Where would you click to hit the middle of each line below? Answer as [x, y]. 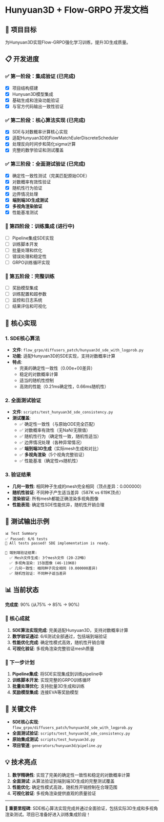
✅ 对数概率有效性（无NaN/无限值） [55, 430]
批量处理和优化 [27, 250]
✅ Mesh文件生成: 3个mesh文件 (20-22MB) [48, 558]
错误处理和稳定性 [29, 256]
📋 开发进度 [22, 59]
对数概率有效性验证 [31, 182]
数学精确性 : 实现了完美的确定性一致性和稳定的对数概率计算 [71, 775]
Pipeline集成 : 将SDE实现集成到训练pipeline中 [57, 674]
